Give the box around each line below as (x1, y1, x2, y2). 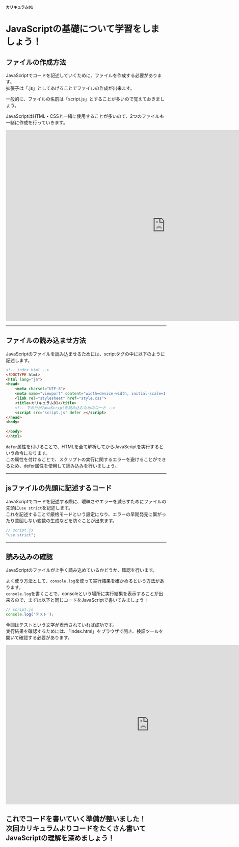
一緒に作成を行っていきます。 (6, 119, 68, 125)
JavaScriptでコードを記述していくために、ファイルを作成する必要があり (6, 72, 157, 78)
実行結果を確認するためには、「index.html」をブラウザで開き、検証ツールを (6, 628, 164, 634)
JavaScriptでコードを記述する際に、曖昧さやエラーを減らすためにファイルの (6, 498, 167, 504)
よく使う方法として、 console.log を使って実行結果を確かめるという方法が (6, 578, 160, 584)
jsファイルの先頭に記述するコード (6, 484, 112, 493)
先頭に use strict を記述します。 (6, 504, 73, 511)
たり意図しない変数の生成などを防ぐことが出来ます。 (6, 517, 117, 524)
